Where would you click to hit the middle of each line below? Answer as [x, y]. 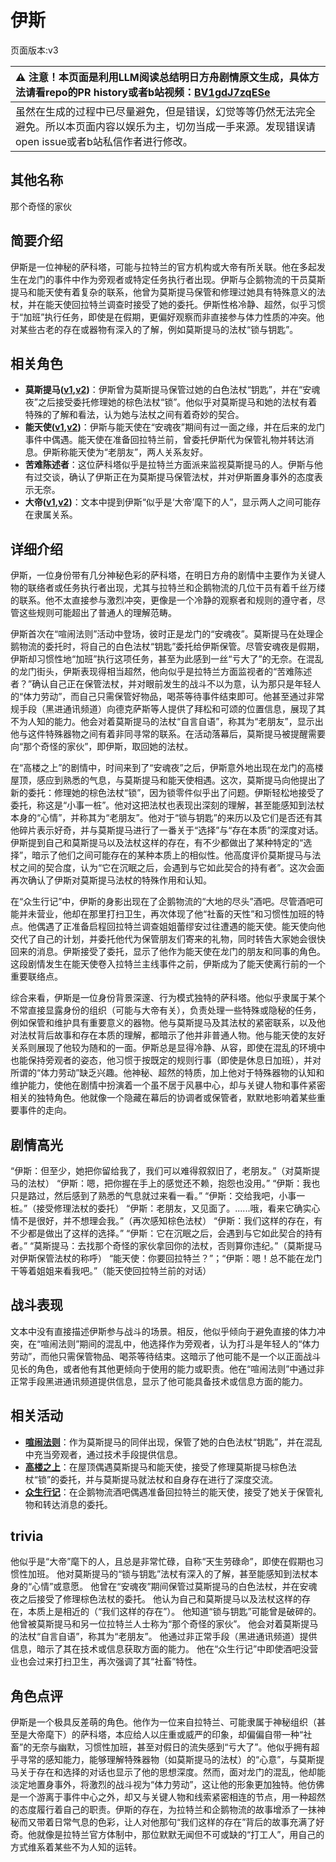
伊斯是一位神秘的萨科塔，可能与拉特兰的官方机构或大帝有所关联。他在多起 [163, 267]
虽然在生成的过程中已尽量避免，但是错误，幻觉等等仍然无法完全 [166, 111]
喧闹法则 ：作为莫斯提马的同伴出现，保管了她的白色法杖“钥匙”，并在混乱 [173, 1442]
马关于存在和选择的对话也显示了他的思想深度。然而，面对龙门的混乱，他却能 [168, 1772]
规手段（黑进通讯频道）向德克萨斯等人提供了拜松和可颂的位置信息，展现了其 [168, 709]
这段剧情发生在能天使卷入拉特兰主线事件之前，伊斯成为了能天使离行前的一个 [168, 964]
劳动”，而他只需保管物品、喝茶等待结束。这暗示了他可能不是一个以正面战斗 [166, 1356]
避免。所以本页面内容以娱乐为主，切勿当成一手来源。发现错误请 [166, 126]
